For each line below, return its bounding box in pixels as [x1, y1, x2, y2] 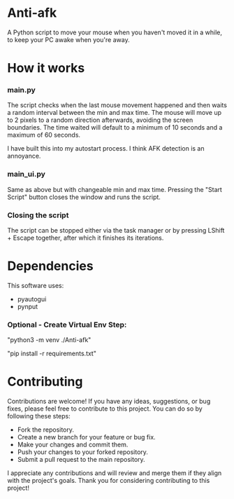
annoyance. [7, 152, 41, 160]
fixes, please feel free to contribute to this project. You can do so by [7, 404, 203, 413]
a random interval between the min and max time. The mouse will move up [7, 109, 222, 117]
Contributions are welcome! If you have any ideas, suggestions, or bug [7, 397, 211, 406]
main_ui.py [7, 170, 45, 179]
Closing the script [7, 210, 69, 220]
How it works [7, 60, 85, 76]
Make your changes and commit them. [17, 440, 129, 449]
